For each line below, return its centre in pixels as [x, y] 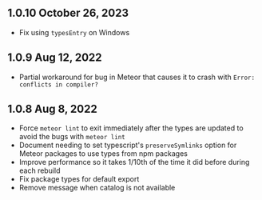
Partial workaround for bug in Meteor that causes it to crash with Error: [137, 77]
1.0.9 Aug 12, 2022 [55, 58]
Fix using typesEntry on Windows [74, 32]
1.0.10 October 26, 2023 [68, 13]
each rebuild [40, 170]
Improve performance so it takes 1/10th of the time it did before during [134, 162]
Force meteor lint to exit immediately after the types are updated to [131, 128]
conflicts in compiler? [59, 84]
